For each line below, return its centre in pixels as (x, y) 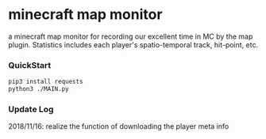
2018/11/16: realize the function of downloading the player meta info (119, 126)
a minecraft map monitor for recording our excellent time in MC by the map (131, 36)
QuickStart (30, 65)
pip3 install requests (46, 82)
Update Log (31, 109)
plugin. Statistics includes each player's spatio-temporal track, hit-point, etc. (133, 44)
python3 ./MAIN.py (39, 89)
